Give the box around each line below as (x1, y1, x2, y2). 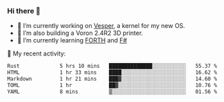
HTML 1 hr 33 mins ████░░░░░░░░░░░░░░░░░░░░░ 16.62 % (7, 69, 217, 76)
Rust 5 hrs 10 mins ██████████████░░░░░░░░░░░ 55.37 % (7, 63, 217, 70)
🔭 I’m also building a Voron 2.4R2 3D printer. (17, 29, 143, 37)
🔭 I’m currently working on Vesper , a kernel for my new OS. (17, 22, 185, 30)
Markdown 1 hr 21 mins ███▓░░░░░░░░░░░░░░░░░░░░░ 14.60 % (7, 75, 217, 83)
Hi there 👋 (7, 6, 41, 16)
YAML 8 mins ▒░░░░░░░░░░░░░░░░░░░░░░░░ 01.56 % (7, 88, 217, 95)
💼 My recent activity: (7, 49, 66, 58)
